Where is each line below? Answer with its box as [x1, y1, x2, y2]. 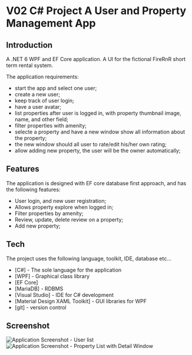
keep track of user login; [14, 97, 75, 104]
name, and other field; [14, 116, 69, 123]
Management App [6, 16, 96, 30]
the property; [14, 135, 47, 142]
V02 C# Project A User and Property [6, 4, 187, 18]
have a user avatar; [14, 103, 62, 110]
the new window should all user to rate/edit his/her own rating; [14, 141, 167, 148]
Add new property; [14, 222, 61, 229]
